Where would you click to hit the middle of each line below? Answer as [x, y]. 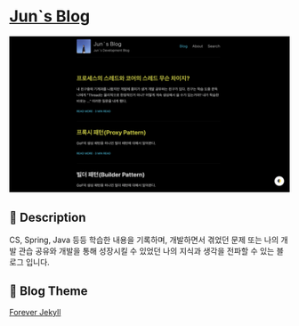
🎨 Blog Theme [48, 291]
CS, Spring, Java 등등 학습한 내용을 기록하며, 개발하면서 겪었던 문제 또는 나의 [144, 240]
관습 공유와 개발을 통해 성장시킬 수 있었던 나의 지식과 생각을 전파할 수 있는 [146, 251]
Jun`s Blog [50, 16]
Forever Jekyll [35, 313]
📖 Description [48, 217]
